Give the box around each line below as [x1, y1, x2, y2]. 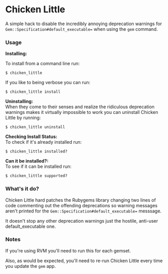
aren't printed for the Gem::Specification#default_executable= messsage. [5, 208, 162, 214]
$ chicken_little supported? [5, 173, 68, 179]
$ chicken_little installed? [5, 149, 68, 154]
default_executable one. [5, 223, 56, 229]
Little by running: [5, 114, 41, 121]
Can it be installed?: [5, 158, 49, 164]
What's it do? [5, 185, 39, 192]
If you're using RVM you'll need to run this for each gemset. [5, 247, 131, 253]
